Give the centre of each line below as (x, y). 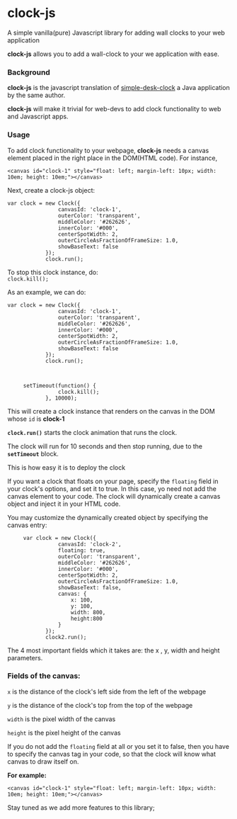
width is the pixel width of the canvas (62, 719)
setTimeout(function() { (60, 385)
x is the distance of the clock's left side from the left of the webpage (107, 691)
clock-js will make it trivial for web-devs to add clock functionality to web (114, 109)
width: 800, (88, 612)
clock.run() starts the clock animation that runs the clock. (92, 432)
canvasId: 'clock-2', (89, 544)
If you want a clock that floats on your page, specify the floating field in (113, 481)
